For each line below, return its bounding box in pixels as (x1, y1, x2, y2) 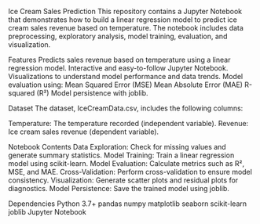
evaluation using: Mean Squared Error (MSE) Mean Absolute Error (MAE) (8, 80, 244, 89)
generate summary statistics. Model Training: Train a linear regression (8, 150, 235, 160)
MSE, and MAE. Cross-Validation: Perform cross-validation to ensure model (8, 168, 253, 176)
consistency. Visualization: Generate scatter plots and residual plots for (8, 175, 239, 185)
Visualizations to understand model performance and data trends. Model (8, 72, 244, 81)
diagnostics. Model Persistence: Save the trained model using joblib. (8, 184, 230, 193)
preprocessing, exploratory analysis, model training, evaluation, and (8, 31, 228, 41)
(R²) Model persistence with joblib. (36, 89, 148, 97)
